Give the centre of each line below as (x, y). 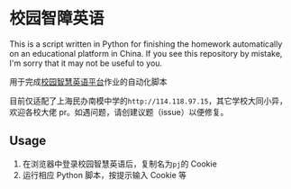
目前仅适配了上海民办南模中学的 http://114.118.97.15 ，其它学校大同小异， (149, 101)
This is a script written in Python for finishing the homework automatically (146, 44)
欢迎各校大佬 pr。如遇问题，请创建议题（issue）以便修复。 (119, 112)
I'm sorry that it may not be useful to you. (86, 63)
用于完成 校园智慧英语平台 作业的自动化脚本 (88, 81)
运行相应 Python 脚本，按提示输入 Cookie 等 (105, 175)
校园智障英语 (57, 18)
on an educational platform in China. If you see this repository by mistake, (146, 53)
